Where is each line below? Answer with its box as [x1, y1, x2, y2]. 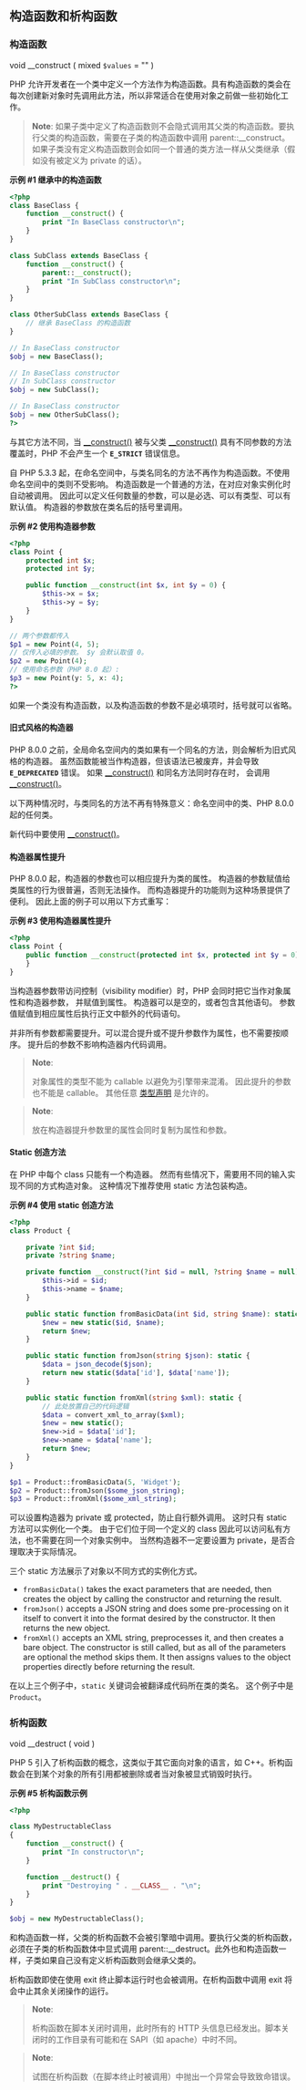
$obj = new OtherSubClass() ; [9, 410, 120, 419]
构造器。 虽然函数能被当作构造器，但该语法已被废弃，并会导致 [25, 756, 260, 767]
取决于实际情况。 [16, 1547, 82, 1557]
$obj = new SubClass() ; [9, 386, 100, 395]
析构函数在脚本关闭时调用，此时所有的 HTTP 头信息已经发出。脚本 [31, 2023, 282, 2033]
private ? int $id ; [25, 1243, 96, 1252]
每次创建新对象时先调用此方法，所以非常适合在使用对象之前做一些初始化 [9, 89, 280, 100]
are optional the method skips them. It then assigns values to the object [22, 1651, 291, 1662]
